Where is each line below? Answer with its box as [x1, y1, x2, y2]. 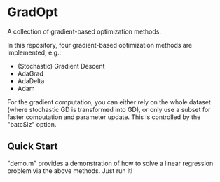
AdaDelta [17, 76, 45, 85]
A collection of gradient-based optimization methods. [7, 27, 161, 36]
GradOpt [7, 4, 58, 20]
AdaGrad [17, 69, 44, 78]
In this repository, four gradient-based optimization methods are [7, 41, 193, 49]
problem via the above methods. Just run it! [7, 166, 133, 175]
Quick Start [7, 141, 58, 153]
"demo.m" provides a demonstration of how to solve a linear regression [7, 159, 214, 167]
